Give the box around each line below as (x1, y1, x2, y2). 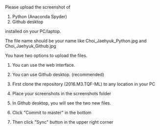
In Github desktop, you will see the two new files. (12, 100, 112, 106)
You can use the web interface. (12, 62, 75, 68)
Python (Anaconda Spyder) (12, 14, 68, 19)
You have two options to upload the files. (5, 52, 88, 58)
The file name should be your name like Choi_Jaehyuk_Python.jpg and (5, 38, 147, 44)
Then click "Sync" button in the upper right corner (12, 119, 114, 125)
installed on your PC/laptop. (5, 28, 61, 34)
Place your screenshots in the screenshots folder (12, 91, 112, 96)
